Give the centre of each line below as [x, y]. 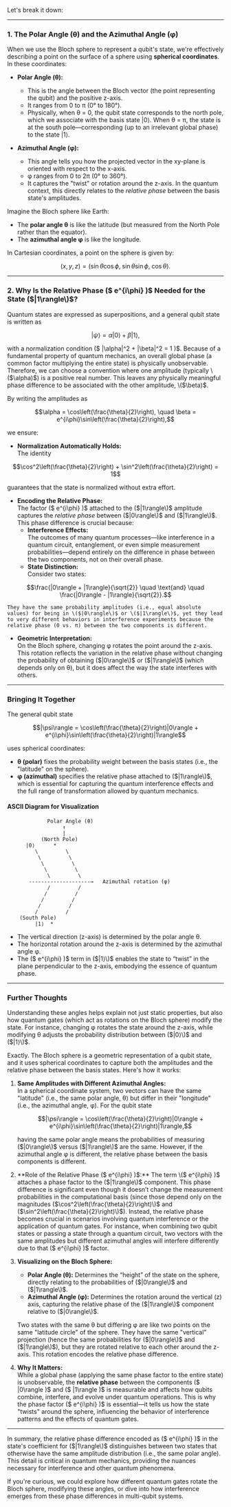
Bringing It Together [41, 699]
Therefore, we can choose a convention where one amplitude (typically [108, 370]
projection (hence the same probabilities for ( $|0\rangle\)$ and [106, 1340]
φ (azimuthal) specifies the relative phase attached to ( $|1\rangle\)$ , [115, 776]
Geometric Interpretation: [55, 638]
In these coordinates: [37, 64]
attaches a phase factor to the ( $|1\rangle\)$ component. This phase [114, 1182]
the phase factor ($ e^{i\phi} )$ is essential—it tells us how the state [113, 1404]
